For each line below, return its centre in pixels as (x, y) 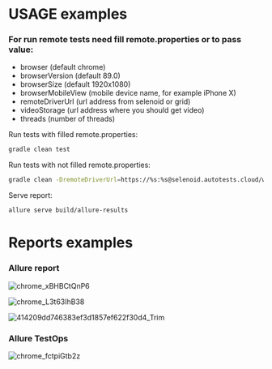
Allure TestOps (38, 338)
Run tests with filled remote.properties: (73, 135)
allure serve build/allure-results (68, 210)
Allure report (34, 268)
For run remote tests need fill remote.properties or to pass (125, 40)
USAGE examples (68, 14)
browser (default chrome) (63, 67)
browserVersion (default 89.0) (70, 76)
